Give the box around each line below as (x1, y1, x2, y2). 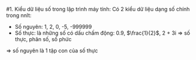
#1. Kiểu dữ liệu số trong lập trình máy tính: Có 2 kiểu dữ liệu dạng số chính (6, 6, 190, 12)
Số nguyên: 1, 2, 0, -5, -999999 (14, 24, 92, 30)
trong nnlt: (6, 12, 32, 19)
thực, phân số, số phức (14, 36, 72, 42)
